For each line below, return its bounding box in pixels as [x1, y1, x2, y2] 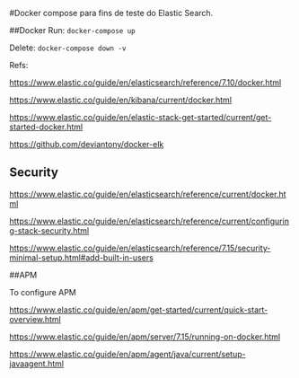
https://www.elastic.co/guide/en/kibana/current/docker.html [9, 94, 232, 105]
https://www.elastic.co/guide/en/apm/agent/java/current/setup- [9, 348, 246, 359]
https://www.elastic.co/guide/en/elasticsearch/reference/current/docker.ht [9, 189, 286, 199]
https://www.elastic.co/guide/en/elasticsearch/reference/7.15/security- [9, 242, 271, 253]
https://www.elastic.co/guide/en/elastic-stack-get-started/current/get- [9, 112, 272, 122]
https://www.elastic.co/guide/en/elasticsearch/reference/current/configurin [9, 215, 290, 226]
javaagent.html [9, 358, 65, 369]
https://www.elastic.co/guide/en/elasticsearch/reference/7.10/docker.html [9, 77, 282, 88]
